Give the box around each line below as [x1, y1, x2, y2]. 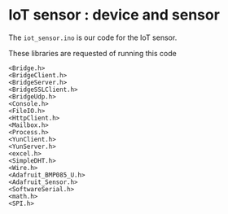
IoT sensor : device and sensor [8, 6, 220, 24]
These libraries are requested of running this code [8, 48, 177, 58]
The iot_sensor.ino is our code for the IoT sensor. [8, 33, 178, 42]
